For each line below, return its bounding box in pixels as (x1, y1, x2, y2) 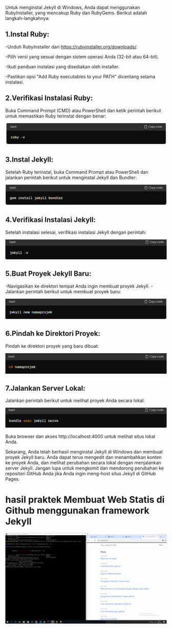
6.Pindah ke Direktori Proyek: (5, 329, 101, 338)
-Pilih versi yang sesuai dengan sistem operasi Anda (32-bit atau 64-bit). (5, 53, 159, 59)
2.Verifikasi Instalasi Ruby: (5, 94, 93, 103)
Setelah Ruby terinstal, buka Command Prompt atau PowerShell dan (5, 169, 148, 175)
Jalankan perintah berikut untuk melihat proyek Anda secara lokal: (5, 397, 145, 404)
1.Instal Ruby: (5, 30, 50, 39)
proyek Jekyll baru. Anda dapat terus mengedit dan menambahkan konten (5, 454, 162, 460)
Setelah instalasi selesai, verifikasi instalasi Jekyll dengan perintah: (5, 229, 147, 235)
